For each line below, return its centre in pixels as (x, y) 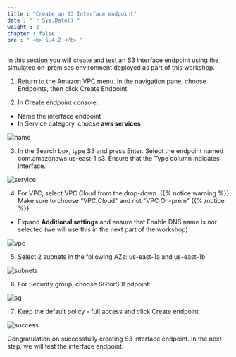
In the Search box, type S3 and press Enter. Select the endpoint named (120, 151)
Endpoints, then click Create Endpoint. (73, 89)
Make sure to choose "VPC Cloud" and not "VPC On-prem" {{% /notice (121, 201)
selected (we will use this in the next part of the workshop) (103, 229)
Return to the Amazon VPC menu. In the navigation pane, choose (112, 81)
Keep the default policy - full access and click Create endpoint (108, 312)
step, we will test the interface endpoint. (66, 346)
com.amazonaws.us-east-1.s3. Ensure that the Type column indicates (118, 159)
